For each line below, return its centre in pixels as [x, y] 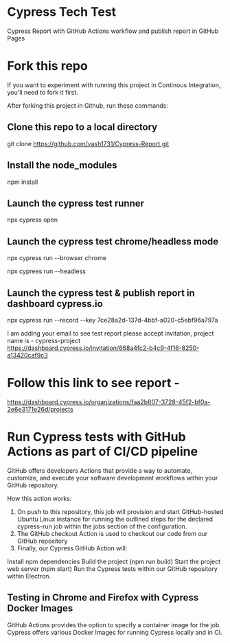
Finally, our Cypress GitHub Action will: [72, 548]
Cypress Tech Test [62, 12]
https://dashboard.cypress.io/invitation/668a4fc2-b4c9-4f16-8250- [103, 348]
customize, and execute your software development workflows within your [113, 478]
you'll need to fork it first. [43, 92]
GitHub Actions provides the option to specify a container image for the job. [114, 624]
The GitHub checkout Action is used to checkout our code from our [112, 533]
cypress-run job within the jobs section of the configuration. [102, 526]
